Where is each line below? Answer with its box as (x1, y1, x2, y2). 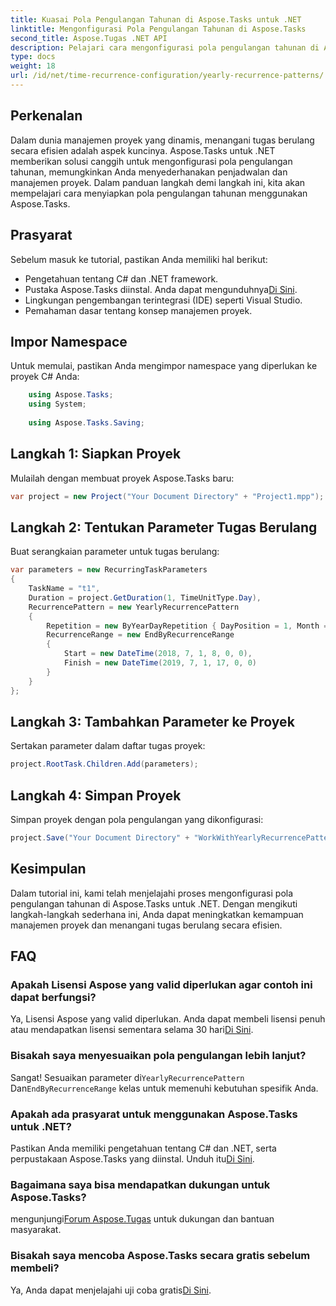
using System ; (28, 399, 87, 410)
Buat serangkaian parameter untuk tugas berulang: (10, 546, 220, 558)
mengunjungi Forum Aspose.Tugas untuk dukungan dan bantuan (10, 1213, 275, 1225)
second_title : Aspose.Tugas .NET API (10, 33, 168, 43)
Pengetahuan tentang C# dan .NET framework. (24, 272, 219, 285)
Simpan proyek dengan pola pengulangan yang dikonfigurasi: (10, 814, 264, 826)
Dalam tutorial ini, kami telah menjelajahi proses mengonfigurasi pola (10, 887, 294, 899)
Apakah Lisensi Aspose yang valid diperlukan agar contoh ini (10, 978, 313, 992)
